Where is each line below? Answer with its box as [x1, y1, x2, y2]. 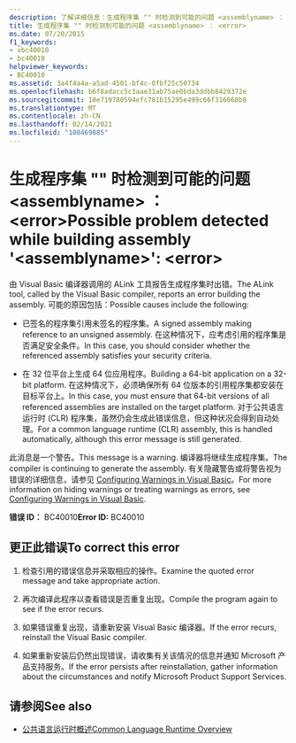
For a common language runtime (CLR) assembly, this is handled [37, 423, 273, 434]
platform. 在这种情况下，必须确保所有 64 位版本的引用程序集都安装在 [34, 379, 285, 390]
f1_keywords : [9, 37, 57, 47]
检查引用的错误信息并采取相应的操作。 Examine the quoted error [21, 565, 254, 576]
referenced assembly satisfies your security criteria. [21, 350, 212, 360]
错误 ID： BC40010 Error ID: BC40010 [9, 511, 145, 522]
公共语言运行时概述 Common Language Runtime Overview [21, 724, 232, 735]
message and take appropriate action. [21, 575, 161, 585]
